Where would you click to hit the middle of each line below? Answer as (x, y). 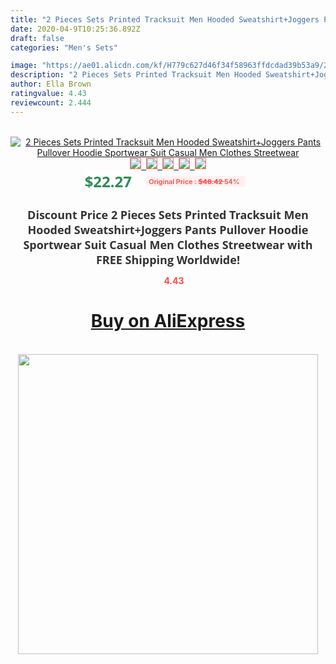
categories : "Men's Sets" (64, 47)
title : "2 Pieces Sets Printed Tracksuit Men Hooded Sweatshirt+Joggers (165, 19)
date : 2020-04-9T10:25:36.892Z (75, 29)
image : (24, 66)
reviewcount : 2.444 (51, 102)
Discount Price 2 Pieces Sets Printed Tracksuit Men (168, 214)
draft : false (37, 38)
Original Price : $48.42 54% (194, 181)
